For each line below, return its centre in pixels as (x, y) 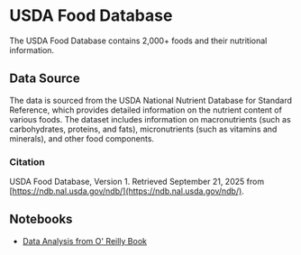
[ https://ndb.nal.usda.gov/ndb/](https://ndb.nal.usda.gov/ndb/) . (127, 191)
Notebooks (41, 219)
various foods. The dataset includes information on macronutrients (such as (150, 119)
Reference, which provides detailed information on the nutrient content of (146, 110)
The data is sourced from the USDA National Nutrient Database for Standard (151, 100)
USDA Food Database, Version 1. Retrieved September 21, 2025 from (137, 182)
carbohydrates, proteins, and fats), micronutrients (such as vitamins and (143, 129)
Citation (27, 161)
